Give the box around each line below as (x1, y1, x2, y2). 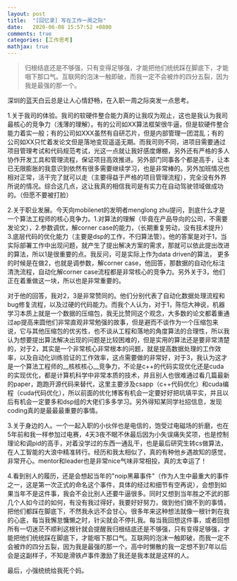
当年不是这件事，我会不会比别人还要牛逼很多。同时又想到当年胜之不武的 (13, 489, 224, 498)
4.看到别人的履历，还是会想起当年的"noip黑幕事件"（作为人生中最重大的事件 (7, 471, 229, 480)
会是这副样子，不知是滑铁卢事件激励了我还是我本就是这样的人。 (7, 551, 193, 559)
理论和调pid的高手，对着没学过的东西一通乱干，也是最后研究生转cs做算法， (7, 439, 227, 447)
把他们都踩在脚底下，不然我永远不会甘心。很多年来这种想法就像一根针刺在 (7, 507, 224, 515)
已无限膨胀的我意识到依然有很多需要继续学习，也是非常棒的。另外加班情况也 (7, 164, 230, 172)
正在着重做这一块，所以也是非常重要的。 (7, 276, 125, 285)
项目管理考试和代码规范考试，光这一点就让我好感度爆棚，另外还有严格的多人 (7, 146, 230, 155)
